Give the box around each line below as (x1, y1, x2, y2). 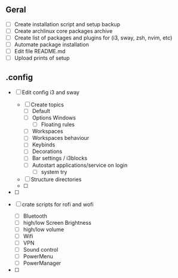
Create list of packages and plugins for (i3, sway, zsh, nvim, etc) (14, 34, 173, 41)
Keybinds (32, 141, 56, 148)
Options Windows (32, 114, 76, 121)
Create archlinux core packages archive (14, 27, 113, 35)
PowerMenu (23, 253, 53, 259)
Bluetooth (23, 212, 47, 219)
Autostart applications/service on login (32, 161, 128, 169)
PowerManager (23, 259, 62, 267)
